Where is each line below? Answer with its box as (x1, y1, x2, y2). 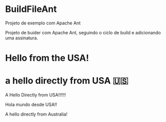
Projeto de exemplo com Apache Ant (5, 20, 81, 26)
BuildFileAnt (5, 3, 57, 15)
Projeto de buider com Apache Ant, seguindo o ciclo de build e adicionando (5, 29, 161, 35)
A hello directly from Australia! (5, 111, 67, 118)
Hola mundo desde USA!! (5, 102, 57, 108)
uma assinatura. (5, 35, 38, 41)
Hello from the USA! (5, 52, 89, 64)
